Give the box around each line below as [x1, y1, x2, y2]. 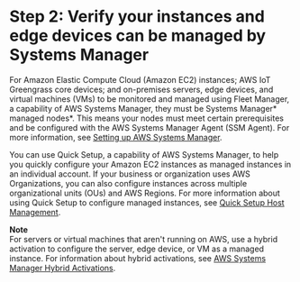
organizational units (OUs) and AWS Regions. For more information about [9, 187, 281, 198]
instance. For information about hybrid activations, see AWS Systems [9, 252, 267, 263]
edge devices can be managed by [9, 25, 267, 46]
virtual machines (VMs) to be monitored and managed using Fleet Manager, [9, 93, 290, 105]
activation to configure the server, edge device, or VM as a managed [9, 243, 264, 254]
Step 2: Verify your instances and [9, 6, 266, 27]
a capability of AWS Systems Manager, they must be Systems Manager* [9, 103, 277, 114]
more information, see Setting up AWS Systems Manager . [9, 132, 223, 142]
